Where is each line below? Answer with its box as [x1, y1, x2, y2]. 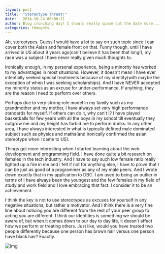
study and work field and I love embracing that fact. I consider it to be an [5, 182, 153, 188]
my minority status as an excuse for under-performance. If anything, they [5, 85, 154, 91]
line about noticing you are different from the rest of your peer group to [5, 207, 149, 214]
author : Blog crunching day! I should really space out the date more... [5, 21, 160, 26]
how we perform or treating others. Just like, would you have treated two [5, 223, 153, 229]
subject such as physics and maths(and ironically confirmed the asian [5, 131, 147, 137]
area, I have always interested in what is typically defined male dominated [5, 126, 155, 132]
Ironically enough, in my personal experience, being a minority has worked [5, 64, 157, 70]
